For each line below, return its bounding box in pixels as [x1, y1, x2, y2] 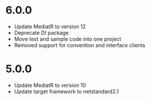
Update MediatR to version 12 [14, 23, 86, 30]
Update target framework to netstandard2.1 [14, 87, 119, 95]
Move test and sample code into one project [14, 35, 122, 42]
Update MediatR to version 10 [14, 82, 86, 89]
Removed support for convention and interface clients [14, 42, 146, 49]
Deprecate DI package [14, 29, 69, 36]
